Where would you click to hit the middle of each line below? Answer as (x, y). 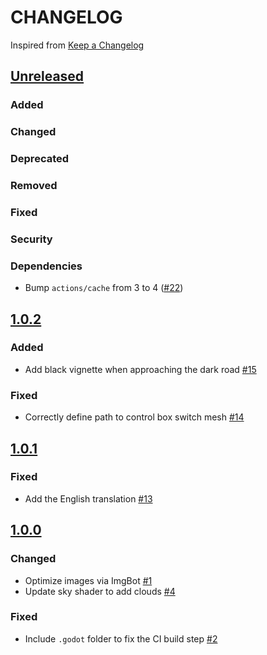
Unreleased (47, 76)
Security (31, 239)
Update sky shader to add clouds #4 (100, 591)
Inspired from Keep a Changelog (77, 45)
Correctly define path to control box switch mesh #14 (134, 417)
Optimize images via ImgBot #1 (88, 580)
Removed (34, 186)
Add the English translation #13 (88, 498)
